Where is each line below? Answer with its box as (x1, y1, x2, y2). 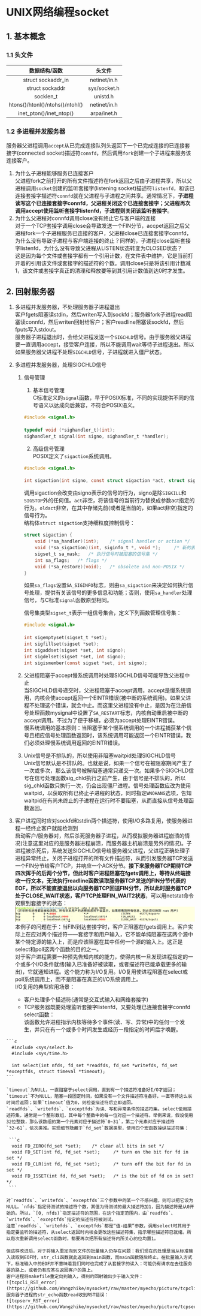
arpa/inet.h (90, 109, 118, 117)
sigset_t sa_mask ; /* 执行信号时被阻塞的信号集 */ (35, 551, 159, 557)
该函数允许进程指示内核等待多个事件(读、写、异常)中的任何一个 (23, 1019, 180, 1026)
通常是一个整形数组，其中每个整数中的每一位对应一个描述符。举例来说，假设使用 (23, 1113, 193, 1119)
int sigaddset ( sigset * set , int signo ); (23, 647, 126, 654)
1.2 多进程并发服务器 (6, 127, 66, 135)
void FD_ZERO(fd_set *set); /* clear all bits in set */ (11, 1143, 165, 1149)
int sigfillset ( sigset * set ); (23, 641, 100, 648)
